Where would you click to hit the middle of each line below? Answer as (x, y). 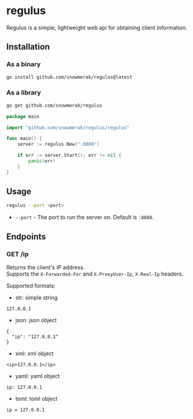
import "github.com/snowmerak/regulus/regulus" (68, 127)
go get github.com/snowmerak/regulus (54, 105)
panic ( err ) (42, 161)
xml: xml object (34, 353)
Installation (28, 47)
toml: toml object (36, 399)
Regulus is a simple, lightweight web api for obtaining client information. (97, 28)
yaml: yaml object (37, 376)
